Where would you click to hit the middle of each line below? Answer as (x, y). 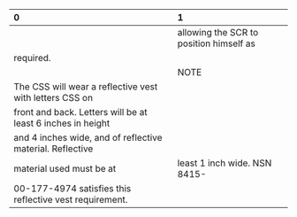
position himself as (217, 43)
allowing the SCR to (218, 32)
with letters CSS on (53, 98)
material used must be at (65, 169)
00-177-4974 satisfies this (72, 188)
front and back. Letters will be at (80, 112)
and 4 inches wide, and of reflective (88, 138)
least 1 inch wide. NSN (225, 163)
